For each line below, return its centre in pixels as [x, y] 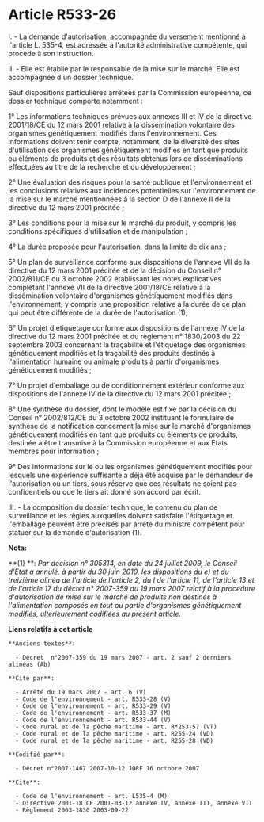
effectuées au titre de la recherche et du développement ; [102, 166]
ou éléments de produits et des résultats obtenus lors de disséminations [126, 158]
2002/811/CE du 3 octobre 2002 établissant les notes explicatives [115, 278]
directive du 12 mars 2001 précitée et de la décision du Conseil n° [115, 270]
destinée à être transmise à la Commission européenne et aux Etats [118, 442]
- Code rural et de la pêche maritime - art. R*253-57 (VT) [116, 727]
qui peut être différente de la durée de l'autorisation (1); [98, 312]
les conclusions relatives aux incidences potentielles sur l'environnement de [132, 190]
